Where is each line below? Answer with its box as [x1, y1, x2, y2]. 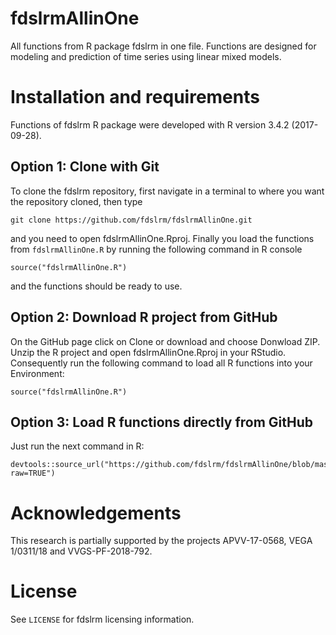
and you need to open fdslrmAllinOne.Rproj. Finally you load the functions [10, 232, 315, 244]
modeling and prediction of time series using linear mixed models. [10, 50, 282, 62]
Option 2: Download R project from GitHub [10, 309, 278, 326]
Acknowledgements [10, 502, 182, 524]
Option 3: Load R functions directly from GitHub [10, 413, 314, 431]
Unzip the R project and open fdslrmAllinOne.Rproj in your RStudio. [10, 346, 287, 358]
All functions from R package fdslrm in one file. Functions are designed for [10, 40, 317, 52]
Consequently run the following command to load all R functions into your [10, 357, 313, 369]
